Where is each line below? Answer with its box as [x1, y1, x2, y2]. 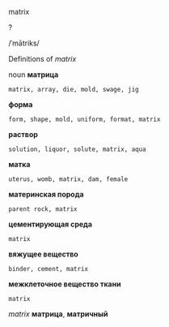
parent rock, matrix [8, 205, 78, 213]
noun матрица [8, 70, 59, 80]
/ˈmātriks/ [8, 38, 40, 48]
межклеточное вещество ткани [8, 279, 121, 289]
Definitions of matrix [8, 54, 77, 63]
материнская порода [8, 190, 84, 199]
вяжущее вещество [8, 249, 78, 259]
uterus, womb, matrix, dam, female [8, 175, 129, 183]
